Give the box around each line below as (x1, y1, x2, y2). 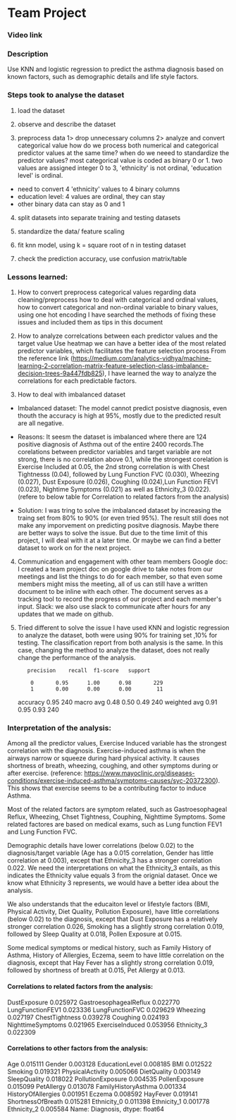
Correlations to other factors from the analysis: (7, 1044, 149, 1052)
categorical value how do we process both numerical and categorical (17, 141, 219, 150)
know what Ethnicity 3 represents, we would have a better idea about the (7, 879, 220, 887)
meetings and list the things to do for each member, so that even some (17, 573, 223, 580)
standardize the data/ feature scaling (17, 227, 125, 236)
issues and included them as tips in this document (17, 318, 163, 326)
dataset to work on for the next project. (17, 544, 132, 552)
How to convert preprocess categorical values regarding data (17, 288, 197, 296)
